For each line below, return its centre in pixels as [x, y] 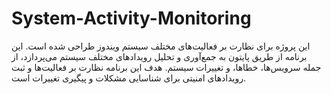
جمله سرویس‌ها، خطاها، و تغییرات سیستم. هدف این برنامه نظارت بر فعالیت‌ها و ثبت [166, 67]
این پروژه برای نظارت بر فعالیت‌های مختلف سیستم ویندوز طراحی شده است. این [161, 46]
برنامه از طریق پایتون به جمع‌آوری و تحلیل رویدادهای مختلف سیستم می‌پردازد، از [159, 56]
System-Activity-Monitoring [131, 18]
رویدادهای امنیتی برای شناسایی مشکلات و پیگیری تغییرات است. [129, 78]
